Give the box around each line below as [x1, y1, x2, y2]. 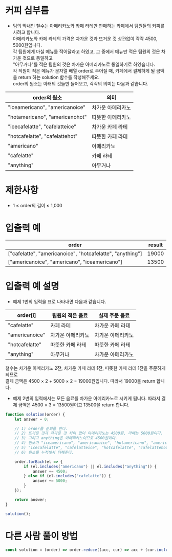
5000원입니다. [12, 42, 42, 48]
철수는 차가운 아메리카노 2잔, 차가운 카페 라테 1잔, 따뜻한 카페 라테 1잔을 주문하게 [5, 365, 166, 371]
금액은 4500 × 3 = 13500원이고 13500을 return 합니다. [18, 402, 130, 408]
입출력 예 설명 [5, 281, 59, 292]
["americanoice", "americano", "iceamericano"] [8, 258, 123, 265]
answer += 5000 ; [32, 478, 68, 483]
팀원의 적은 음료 [52, 312, 88, 319]
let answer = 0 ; [14, 417, 50, 422]
